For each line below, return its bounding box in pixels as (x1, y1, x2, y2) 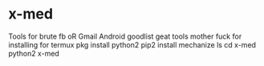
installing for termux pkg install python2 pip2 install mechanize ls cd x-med (8, 39, 257, 49)
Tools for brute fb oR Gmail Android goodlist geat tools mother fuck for (8, 31, 242, 41)
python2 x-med (8, 48, 60, 58)
